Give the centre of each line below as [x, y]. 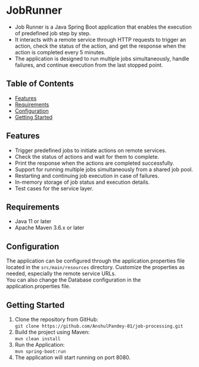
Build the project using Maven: [52, 332]
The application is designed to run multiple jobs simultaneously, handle [102, 58]
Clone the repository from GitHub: [56, 319]
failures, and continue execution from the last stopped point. [89, 65]
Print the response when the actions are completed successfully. [94, 163]
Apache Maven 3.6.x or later [49, 228]
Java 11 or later [33, 221]
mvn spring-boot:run [40, 351]
